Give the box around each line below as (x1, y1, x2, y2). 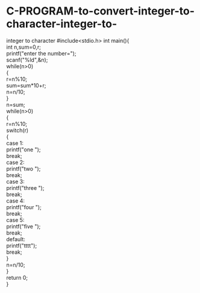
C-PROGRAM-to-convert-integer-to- (6, 4, 195, 18)
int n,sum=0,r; (6, 43, 41, 51)
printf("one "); (6, 146, 41, 153)
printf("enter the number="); (6, 49, 77, 57)
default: (6, 235, 26, 242)
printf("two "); (6, 165, 41, 172)
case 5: (6, 216, 25, 224)
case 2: (6, 159, 25, 166)
